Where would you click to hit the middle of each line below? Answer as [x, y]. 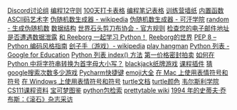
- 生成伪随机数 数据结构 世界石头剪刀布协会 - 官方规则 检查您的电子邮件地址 [118, 28]
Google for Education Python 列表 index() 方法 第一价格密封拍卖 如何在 [111, 55]
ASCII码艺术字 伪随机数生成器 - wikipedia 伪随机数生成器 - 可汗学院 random [118, 19]
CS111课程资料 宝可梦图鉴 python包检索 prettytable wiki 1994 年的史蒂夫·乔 [117, 90]
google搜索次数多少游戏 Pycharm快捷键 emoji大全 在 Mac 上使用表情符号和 [118, 72]
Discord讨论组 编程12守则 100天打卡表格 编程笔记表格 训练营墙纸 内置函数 [116, 10]
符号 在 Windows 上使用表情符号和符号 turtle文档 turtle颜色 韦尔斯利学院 [113, 81]
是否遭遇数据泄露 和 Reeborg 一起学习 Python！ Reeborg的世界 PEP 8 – [112, 37]
